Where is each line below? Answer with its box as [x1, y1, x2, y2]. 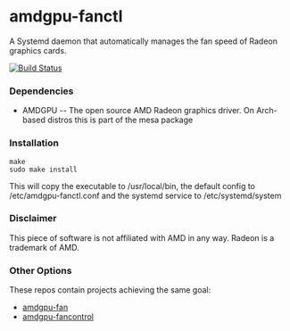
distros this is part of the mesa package [47, 114, 194, 126]
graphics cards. [9, 45, 67, 55]
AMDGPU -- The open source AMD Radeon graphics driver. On [21, 105, 254, 116]
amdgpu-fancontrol [21, 311, 94, 322]
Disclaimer [9, 212, 57, 225]
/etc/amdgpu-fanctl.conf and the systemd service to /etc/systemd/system [9, 190, 282, 201]
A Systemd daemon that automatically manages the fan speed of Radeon [9, 36, 278, 46]
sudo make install [9, 165, 78, 174]
